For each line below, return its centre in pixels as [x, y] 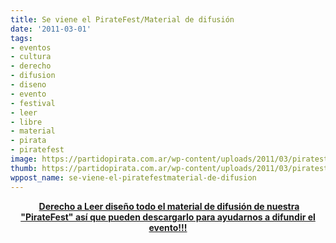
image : [24, 159]
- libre [26, 122]
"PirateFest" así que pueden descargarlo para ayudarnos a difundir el [168, 217]
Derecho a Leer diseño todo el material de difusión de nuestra [169, 206]
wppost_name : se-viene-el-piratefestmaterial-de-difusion [133, 177]
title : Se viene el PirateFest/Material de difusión [122, 19]
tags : [21, 38]
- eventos [31, 47]
